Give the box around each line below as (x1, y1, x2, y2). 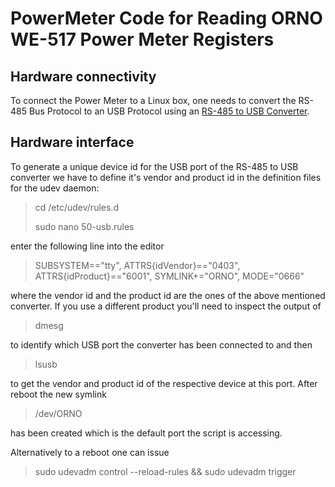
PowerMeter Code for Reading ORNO (10, 7, 323, 30)
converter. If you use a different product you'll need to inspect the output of (10, 300, 322, 312)
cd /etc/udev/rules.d (34, 201, 119, 213)
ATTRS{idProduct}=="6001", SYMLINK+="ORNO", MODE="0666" (34, 270, 305, 282)
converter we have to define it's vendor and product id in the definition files (10, 171, 322, 183)
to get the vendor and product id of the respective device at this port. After (10, 377, 318, 389)
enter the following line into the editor (10, 240, 165, 252)
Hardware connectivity (10, 68, 157, 85)
